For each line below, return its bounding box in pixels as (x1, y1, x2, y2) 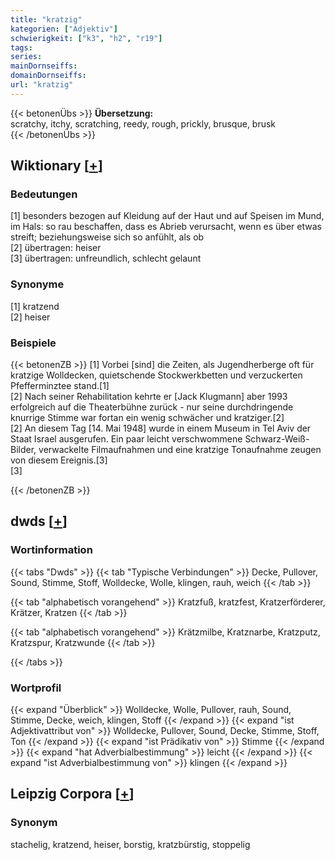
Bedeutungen (10, 187, 78, 201)
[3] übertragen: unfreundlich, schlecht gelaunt (10, 252, 202, 265)
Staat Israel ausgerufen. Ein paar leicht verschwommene (10, 433, 243, 445)
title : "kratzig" (10, 14, 83, 25)
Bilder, (10, 444, 37, 456)
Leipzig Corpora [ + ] (10, 786, 135, 803)
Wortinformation (10, 543, 93, 557)
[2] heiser (10, 311, 51, 323)
